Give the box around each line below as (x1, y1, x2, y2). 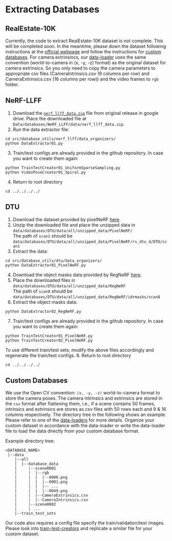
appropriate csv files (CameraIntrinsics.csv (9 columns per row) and (5, 70, 150, 77)
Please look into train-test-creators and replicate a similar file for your (5, 526, 152, 532)
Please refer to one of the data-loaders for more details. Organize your (5, 417, 155, 423)
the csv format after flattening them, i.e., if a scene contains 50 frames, (5, 401, 156, 407)
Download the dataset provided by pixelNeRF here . (12, 216, 121, 222)
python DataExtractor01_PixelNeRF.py (5, 262, 86, 268)
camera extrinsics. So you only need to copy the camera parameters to (5, 65, 156, 71)
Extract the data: (12, 248, 48, 254)
